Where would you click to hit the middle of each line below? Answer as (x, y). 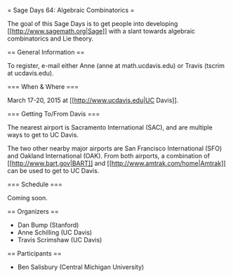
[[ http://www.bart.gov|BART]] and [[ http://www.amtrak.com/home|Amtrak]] (116, 163)
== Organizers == (33, 211)
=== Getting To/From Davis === (54, 114)
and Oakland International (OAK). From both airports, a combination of (109, 156)
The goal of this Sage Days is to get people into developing (93, 23)
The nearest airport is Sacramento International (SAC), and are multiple (110, 127)
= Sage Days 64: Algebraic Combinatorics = (71, 10)
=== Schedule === (35, 184)
